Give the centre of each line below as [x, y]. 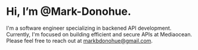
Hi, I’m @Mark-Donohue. [69, 12]
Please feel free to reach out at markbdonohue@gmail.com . [80, 40]
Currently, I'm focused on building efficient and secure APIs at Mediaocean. [99, 34]
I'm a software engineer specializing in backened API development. [89, 28]
